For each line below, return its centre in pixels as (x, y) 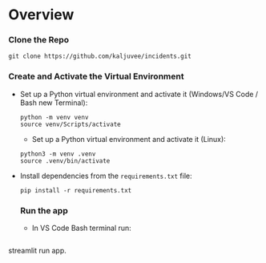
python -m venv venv (54, 117)
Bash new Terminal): (54, 103)
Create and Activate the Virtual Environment (96, 76)
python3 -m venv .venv (58, 154)
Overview (41, 15)
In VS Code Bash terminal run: (82, 228)
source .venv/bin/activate (65, 161)
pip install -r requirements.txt (76, 190)
